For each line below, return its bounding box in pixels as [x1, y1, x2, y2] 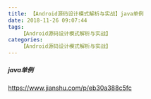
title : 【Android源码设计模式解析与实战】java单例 [8, 10, 144, 18]
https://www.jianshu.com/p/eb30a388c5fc [8, 84, 133, 92]
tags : [8, 23, 24, 30]
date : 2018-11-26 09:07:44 [8, 17, 87, 24]
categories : [8, 37, 43, 44]
